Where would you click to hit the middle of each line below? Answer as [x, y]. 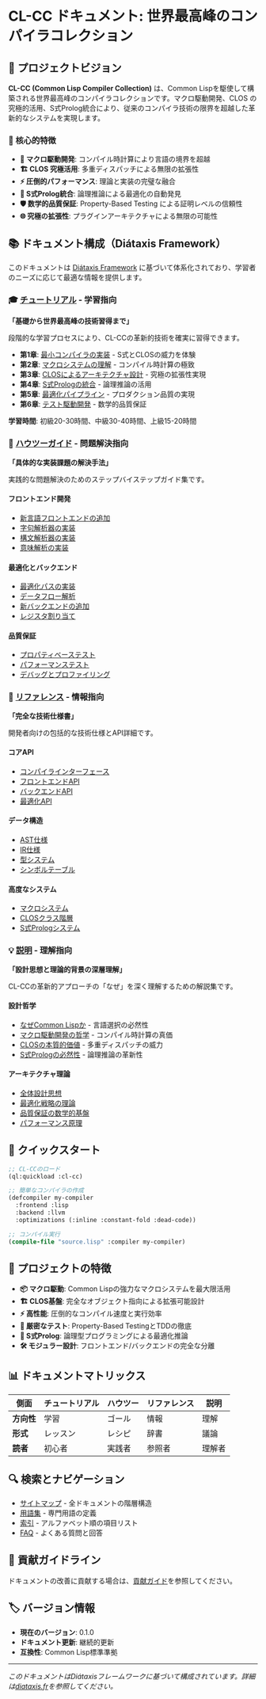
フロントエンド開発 [40, 499]
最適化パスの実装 [47, 586]
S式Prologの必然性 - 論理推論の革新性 [81, 1054]
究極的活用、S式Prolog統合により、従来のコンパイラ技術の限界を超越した [128, 108]
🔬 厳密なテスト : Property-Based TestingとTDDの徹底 [106, 1326]
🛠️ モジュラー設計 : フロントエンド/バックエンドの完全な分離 [117, 1346]
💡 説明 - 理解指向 [40, 950]
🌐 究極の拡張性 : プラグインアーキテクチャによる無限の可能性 [118, 216]
